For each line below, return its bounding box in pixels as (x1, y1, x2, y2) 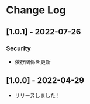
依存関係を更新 (14, 58, 51, 65)
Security (6, 44, 31, 53)
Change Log (6, 4, 66, 17)
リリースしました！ (14, 92, 61, 99)
